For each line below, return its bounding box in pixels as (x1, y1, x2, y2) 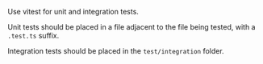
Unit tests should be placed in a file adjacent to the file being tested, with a (7, 22, 256, 31)
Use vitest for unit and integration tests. (7, 7, 139, 16)
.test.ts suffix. (7, 31, 60, 40)
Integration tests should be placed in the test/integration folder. (7, 46, 224, 55)
